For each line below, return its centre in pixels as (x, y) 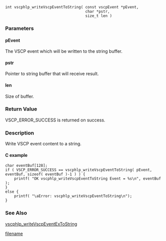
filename (14, 234)
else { (12, 192)
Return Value (21, 109)
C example (16, 155)
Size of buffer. (20, 96)
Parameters (19, 28)
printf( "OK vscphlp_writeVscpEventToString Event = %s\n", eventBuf (88, 179)
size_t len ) (99, 16)
